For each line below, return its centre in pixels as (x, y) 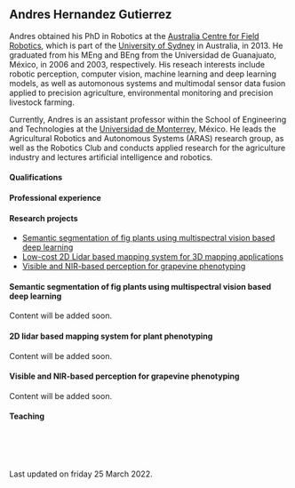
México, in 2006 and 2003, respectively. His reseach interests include (137, 64)
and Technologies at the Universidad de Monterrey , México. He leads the (143, 129)
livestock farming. (42, 102)
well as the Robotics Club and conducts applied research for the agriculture (147, 148)
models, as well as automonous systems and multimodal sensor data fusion (147, 83)
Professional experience (56, 198)
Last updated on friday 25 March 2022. (81, 474)
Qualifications (36, 178)
